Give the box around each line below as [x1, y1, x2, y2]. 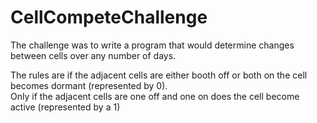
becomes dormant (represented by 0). [10, 79, 168, 91]
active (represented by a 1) [10, 101, 121, 113]
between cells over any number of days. [10, 49, 177, 61]
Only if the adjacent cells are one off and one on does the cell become [10, 90, 300, 102]
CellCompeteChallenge [10, 6, 208, 29]
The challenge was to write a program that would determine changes [10, 39, 295, 51]
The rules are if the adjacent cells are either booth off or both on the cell [10, 69, 308, 81]
